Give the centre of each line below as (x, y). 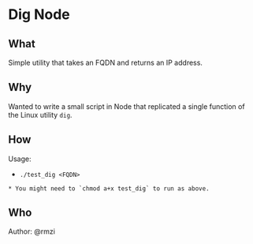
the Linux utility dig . (40, 114)
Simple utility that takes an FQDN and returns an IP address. (106, 62)
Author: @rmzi (32, 231)
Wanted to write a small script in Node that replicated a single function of (127, 106)
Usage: (20, 159)
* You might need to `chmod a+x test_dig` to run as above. (109, 188)
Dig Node (39, 15)
